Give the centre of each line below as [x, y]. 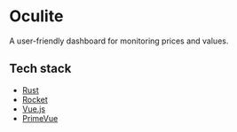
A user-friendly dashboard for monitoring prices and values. [119, 41]
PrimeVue [40, 118]
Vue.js [34, 109]
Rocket [35, 99]
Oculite [36, 16]
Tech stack [40, 69]
